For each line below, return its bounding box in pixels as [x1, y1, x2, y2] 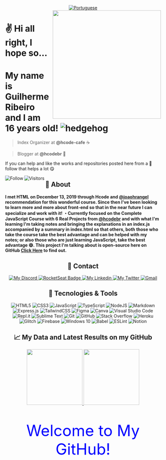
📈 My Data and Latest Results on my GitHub [14, 333, 152, 342]
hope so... [5, 48, 48, 59]
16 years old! [5, 123, 59, 134]
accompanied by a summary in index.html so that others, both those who [5, 226, 159, 232]
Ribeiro [5, 102, 35, 113]
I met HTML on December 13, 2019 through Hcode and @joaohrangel [5, 194, 149, 200]
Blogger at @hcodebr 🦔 [17, 151, 66, 157]
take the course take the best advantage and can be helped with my [5, 232, 147, 238]
